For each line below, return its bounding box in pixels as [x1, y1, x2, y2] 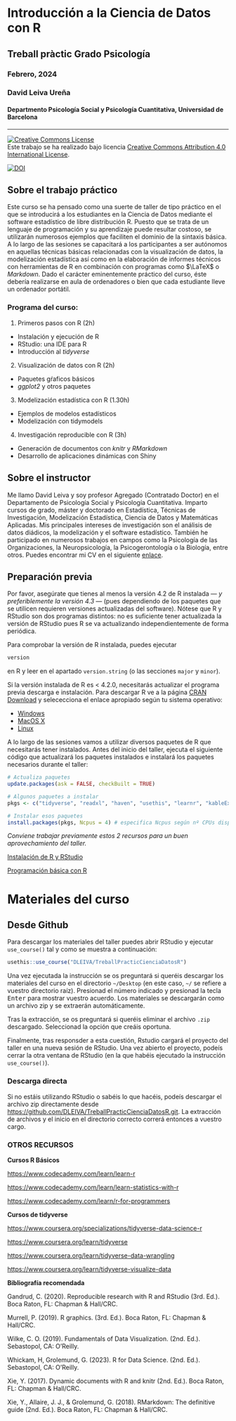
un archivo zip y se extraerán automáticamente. [7, 1001, 145, 1010]
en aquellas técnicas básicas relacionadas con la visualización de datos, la [7, 248, 223, 256]
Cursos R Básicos [7, 1156, 60, 1164]
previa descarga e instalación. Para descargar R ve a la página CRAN [7, 688, 207, 696]
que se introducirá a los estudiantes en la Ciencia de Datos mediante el [7, 210, 213, 219]
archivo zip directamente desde [7, 1100, 99, 1108]
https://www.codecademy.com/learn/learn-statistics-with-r [7, 1183, 179, 1191]
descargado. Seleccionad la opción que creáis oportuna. [7, 1022, 171, 1031]
